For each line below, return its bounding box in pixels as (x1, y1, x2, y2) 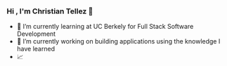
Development (16, 29, 56, 38)
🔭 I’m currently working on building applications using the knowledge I (16, 37, 221, 46)
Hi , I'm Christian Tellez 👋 (6, 6, 93, 16)
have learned (16, 45, 56, 53)
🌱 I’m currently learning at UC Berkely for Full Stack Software (16, 22, 194, 31)
